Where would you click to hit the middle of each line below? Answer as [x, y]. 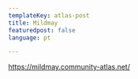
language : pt [30, 38]
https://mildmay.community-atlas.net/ [69, 67]
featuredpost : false [42, 30]
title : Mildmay [33, 23]
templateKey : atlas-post [49, 15]
